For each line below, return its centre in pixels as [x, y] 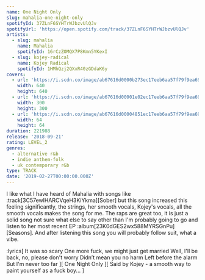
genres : [16, 148]
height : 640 [32, 92]
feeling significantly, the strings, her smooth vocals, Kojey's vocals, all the [99, 207]
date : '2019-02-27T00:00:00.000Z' [50, 177]
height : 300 [32, 108]
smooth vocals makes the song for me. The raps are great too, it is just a [97, 213]
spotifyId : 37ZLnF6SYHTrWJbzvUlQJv [52, 23]
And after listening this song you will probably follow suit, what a [116, 233]
